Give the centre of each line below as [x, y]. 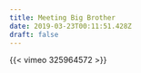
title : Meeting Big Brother [63, 18]
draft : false [34, 34]
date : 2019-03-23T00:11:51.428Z [70, 26]
